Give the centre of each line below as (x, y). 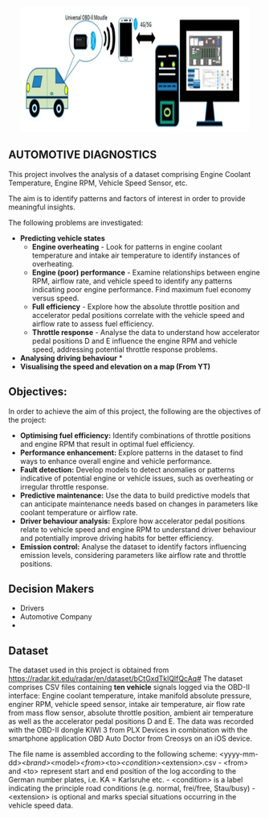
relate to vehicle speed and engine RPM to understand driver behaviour (138, 529)
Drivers (32, 608)
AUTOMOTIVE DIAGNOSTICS (83, 155)
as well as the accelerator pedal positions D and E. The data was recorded (131, 721)
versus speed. (55, 298)
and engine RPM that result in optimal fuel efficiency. (107, 444)
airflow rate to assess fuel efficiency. (93, 324)
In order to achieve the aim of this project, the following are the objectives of (134, 411)
